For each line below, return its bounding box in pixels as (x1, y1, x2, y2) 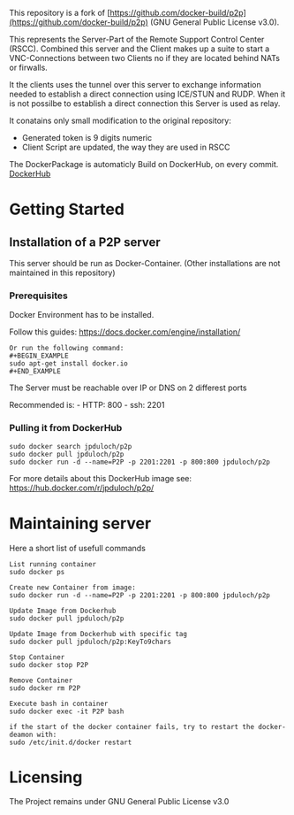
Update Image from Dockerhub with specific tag (9, 629, 188, 638)
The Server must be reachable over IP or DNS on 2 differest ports (9, 382, 247, 393)
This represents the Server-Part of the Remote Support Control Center (9, 35, 265, 44)
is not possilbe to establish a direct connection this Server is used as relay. (9, 98, 281, 109)
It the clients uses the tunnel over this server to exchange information (9, 80, 262, 89)
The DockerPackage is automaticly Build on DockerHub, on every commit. (9, 159, 279, 169)
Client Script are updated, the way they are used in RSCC (21, 142, 230, 152)
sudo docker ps (9, 567, 65, 576)
